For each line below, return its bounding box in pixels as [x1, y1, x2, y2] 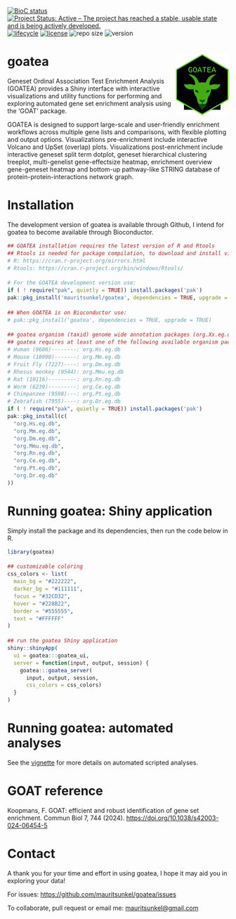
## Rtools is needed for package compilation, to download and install [7, 249, 221, 256]
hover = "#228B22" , [13, 600, 71, 607]
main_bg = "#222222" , [13, 578, 77, 585]
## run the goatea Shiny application [7, 637, 118, 644]
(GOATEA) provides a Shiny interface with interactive [7, 84, 160, 93]
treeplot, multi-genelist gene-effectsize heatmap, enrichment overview [7, 157, 212, 166]
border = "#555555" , [13, 608, 74, 615]
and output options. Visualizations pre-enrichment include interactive [7, 135, 208, 143]
